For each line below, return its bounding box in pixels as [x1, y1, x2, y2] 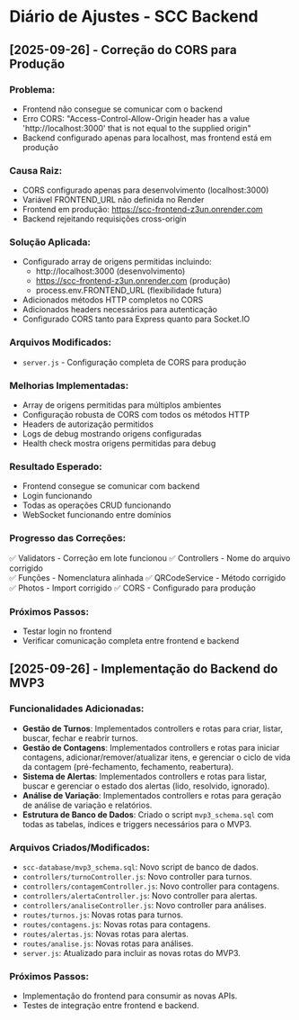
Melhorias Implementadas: [9, 379, 129, 392]
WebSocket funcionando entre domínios [22, 510, 172, 520]
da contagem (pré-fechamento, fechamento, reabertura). [22, 761, 234, 772]
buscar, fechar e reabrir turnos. [22, 732, 138, 744]
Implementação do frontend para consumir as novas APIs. [22, 990, 238, 1001]
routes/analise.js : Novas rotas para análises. [22, 938, 194, 949]
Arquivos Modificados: [9, 336, 112, 348]
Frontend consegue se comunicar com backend [22, 481, 200, 492]
